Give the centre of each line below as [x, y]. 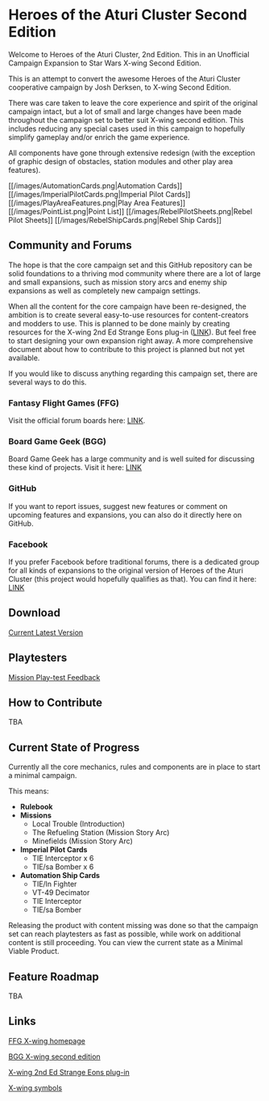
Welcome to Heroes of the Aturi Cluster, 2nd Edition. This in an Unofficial [129, 54]
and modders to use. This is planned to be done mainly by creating [119, 323]
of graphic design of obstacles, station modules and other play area [121, 161]
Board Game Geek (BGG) [58, 441]
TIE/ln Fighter [54, 884]
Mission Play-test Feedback [54, 677]
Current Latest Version [46, 632]
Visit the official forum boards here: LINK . [77, 421]
